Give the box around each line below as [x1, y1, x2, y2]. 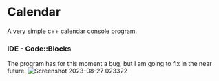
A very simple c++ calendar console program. [7, 27, 138, 35]
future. [7, 67, 26, 76]
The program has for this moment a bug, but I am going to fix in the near [7, 60, 212, 68]
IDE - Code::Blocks [7, 44, 72, 54]
